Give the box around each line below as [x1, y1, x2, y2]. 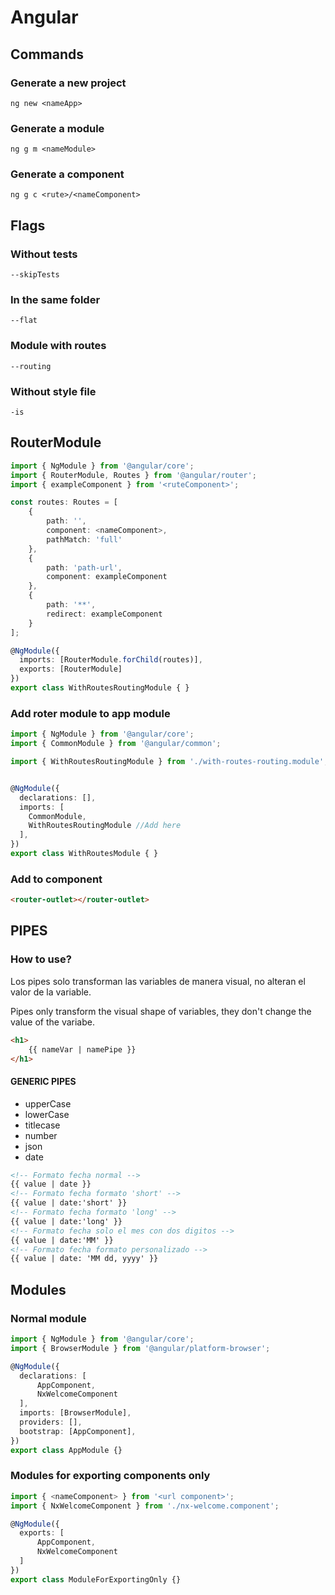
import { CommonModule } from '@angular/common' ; [10, 739, 222, 749]
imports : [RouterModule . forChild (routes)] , [19, 655, 203, 665]
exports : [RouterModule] [19, 664, 123, 675]
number [24, 1129, 58, 1141]
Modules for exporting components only [10, 1469, 211, 1483]
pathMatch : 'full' [46, 534, 123, 545]
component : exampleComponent [46, 572, 168, 582]
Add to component [10, 872, 103, 886]
